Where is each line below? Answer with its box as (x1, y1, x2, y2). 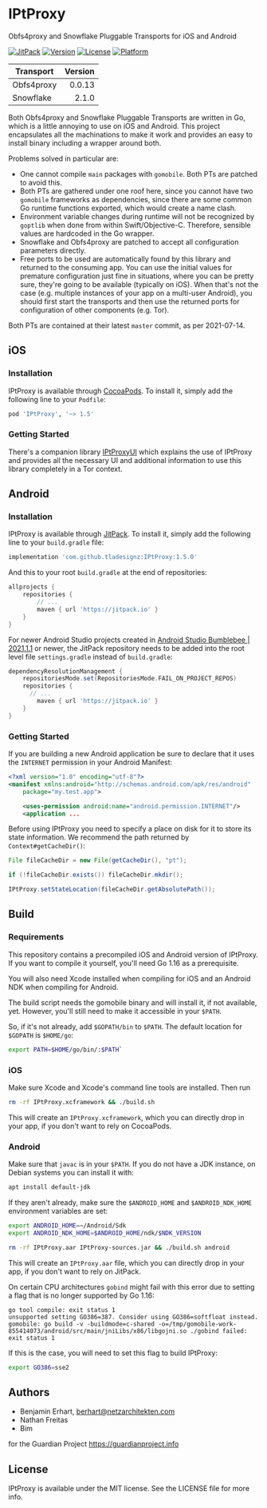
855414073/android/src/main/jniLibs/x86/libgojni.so (8, 1326, 187, 1335)
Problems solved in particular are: (8, 154, 120, 163)
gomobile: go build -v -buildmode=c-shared (8, 1320, 155, 1328)
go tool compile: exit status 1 (8, 1306, 116, 1314)
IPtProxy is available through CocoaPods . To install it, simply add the (8, 385, 234, 396)
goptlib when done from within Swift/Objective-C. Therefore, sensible (19, 220, 251, 229)
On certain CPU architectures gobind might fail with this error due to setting (8, 1282, 255, 1291)
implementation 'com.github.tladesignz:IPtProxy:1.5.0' (8, 553, 198, 561)
